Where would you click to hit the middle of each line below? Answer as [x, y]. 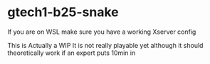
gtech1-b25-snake [63, 12]
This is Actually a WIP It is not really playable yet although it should [105, 45]
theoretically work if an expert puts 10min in [72, 53]
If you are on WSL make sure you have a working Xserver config [102, 32]
